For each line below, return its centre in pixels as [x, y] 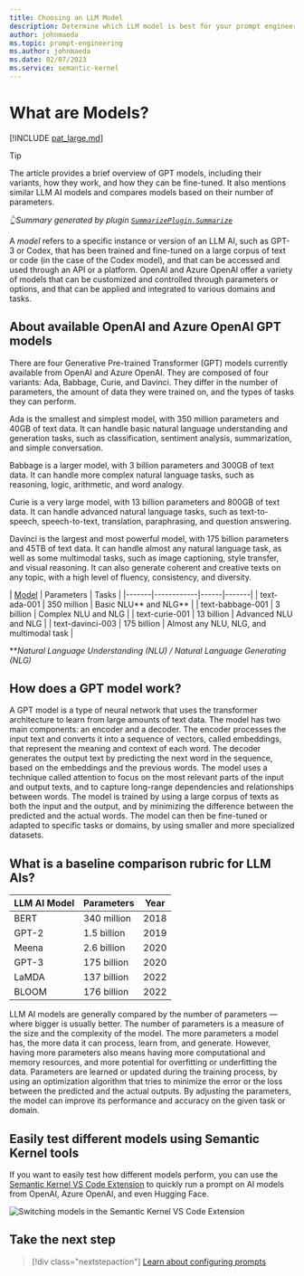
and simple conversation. [57, 448]
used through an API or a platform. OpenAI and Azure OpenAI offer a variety [151, 269]
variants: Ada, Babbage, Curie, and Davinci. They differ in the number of [144, 382]
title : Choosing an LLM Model [66, 18]
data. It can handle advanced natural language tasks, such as [123, 511]
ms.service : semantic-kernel [64, 69]
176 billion [106, 992]
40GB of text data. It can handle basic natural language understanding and [148, 428]
